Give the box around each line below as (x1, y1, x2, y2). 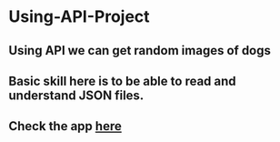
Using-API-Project (8, 6, 151, 27)
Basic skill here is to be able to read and (8, 73, 237, 88)
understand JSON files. (8, 87, 145, 103)
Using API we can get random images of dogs (8, 43, 272, 58)
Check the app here (8, 118, 122, 134)
